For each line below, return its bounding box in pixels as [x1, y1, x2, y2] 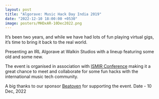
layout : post [5, 7, 32, 12]
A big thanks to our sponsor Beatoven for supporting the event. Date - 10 [5, 83, 152, 89]
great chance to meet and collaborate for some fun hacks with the [5, 69, 138, 75]
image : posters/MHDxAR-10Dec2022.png [5, 20, 82, 26]
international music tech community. [5, 74, 78, 79]
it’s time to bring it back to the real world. [5, 40, 88, 45]
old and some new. [5, 54, 43, 60]
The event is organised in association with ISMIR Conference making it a [5, 63, 151, 69]
